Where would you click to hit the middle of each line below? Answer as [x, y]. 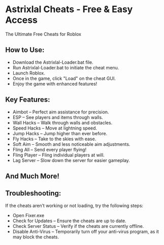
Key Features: [28, 100]
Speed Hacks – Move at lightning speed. [55, 128]
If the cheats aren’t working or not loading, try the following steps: [74, 206]
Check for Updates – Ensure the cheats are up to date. [70, 221]
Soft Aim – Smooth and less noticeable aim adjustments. [71, 144]
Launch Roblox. [29, 73]
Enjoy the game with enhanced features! [55, 84]
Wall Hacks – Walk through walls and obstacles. [62, 123]
